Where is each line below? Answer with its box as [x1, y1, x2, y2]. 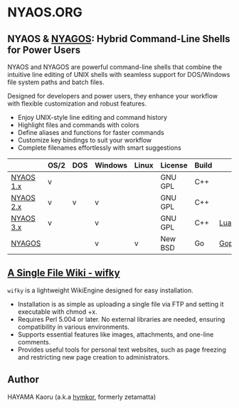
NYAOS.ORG [7, 4, 83, 21]
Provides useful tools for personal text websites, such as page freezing [17, 345, 226, 354]
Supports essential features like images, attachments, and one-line [17, 330, 214, 339]
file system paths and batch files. [7, 78, 105, 86]
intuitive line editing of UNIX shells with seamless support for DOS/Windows [7, 71, 230, 78]
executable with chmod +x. [17, 307, 97, 316]
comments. [17, 337, 51, 346]
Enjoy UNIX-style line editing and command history [17, 113, 168, 121]
